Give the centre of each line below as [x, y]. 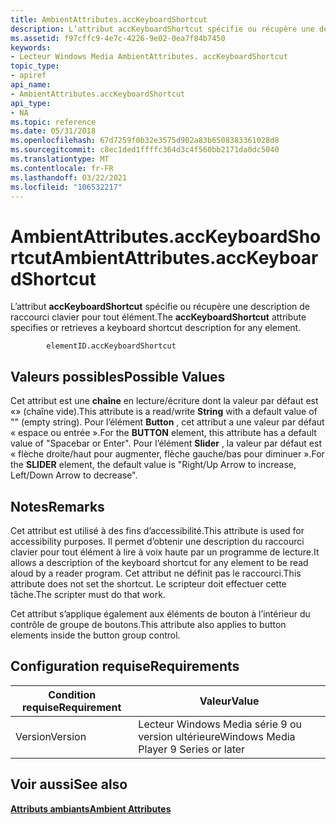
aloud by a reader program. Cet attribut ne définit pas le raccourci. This [156, 573]
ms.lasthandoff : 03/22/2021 [69, 177]
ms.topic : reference [53, 122]
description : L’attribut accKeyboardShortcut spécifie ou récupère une [162, 29]
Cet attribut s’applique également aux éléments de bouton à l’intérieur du [160, 613]
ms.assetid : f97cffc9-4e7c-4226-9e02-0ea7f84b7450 [118, 38]
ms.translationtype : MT [60, 159]
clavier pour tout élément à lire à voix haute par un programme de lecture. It [165, 552]
